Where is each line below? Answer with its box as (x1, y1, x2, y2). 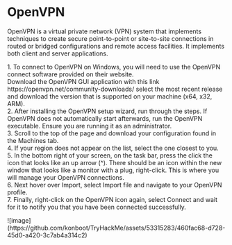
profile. (7, 188, 28, 196)
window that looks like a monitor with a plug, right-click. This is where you (7, 166, 219, 174)
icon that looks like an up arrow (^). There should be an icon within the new (7, 158, 222, 167)
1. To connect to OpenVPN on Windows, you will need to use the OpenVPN (7, 62, 221, 71)
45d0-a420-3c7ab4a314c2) (7, 230, 88, 239)
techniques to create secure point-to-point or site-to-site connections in (7, 34, 214, 42)
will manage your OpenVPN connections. (7, 173, 125, 181)
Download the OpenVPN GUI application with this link (7, 77, 160, 85)
